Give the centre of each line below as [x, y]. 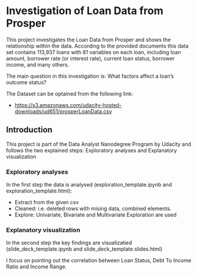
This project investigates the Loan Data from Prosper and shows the [89, 39]
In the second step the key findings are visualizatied [69, 243]
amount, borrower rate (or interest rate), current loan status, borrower [91, 58]
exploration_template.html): [39, 191]
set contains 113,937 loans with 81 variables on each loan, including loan [94, 52]
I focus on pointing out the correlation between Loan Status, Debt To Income [99, 261]
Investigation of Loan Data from [85, 11]
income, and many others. [38, 64]
